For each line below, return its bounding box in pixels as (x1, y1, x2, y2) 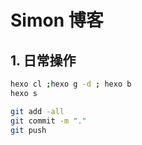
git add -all (10, 106, 65, 116)
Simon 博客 (10, 9, 104, 32)
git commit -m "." (10, 116, 87, 126)
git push (10, 125, 47, 135)
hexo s (10, 88, 38, 98)
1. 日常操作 (10, 52, 77, 69)
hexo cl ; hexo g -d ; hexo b (10, 79, 132, 89)
